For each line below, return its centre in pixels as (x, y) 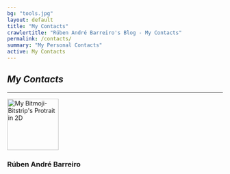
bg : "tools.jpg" (30, 13)
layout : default (30, 20)
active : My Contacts (37, 52)
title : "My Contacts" (38, 26)
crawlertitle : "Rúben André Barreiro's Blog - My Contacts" (95, 33)
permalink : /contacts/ (39, 39)
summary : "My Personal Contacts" (55, 45)
